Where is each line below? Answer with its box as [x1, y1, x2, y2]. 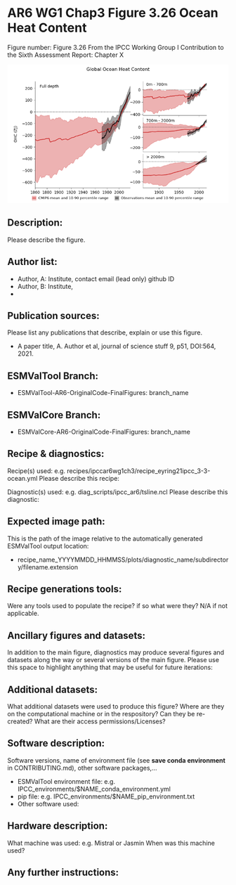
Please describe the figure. [7, 235, 86, 244]
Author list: [7, 256, 58, 268]
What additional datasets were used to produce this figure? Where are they [7, 702, 225, 711]
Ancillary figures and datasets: [7, 629, 146, 641]
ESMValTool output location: [7, 541, 89, 550]
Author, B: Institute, [17, 282, 74, 290]
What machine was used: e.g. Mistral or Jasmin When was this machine [7, 839, 216, 847]
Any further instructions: [7, 867, 119, 879]
